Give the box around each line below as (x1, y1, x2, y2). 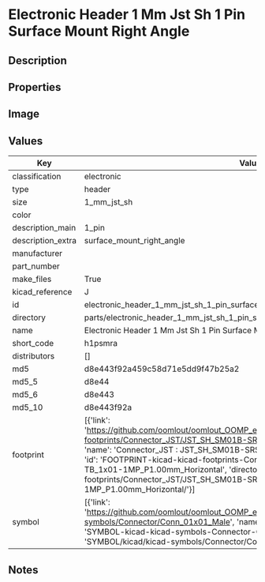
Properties (8, 81, 62, 94)
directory (12, 312, 46, 323)
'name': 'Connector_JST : (84, 445, 178, 456)
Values (8, 134, 43, 148)
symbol (12, 516, 39, 528)
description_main (12, 223, 77, 234)
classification (12, 171, 62, 182)
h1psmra (84, 338, 118, 349)
